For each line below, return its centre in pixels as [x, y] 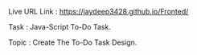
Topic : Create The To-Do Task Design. [73, 42]
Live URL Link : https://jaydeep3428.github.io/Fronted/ [98, 12]
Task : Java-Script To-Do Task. [60, 27]
